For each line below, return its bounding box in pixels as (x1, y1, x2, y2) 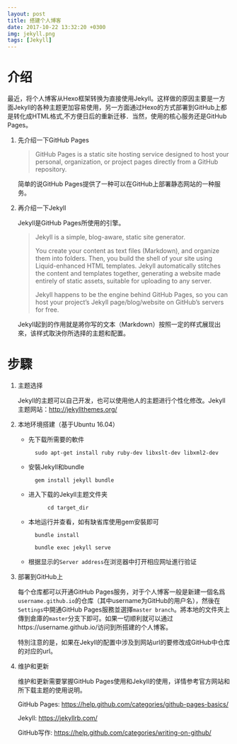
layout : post (7, 10, 46, 18)
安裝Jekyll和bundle (28, 463, 85, 471)
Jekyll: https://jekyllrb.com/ (17, 714, 98, 722)
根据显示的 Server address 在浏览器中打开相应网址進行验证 (28, 558, 197, 565)
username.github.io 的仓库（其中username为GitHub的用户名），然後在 (17, 597, 221, 604)
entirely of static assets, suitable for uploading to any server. (35, 277, 212, 286)
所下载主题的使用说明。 (17, 686, 86, 694)
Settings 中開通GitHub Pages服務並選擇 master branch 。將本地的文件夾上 (17, 605, 230, 614)
